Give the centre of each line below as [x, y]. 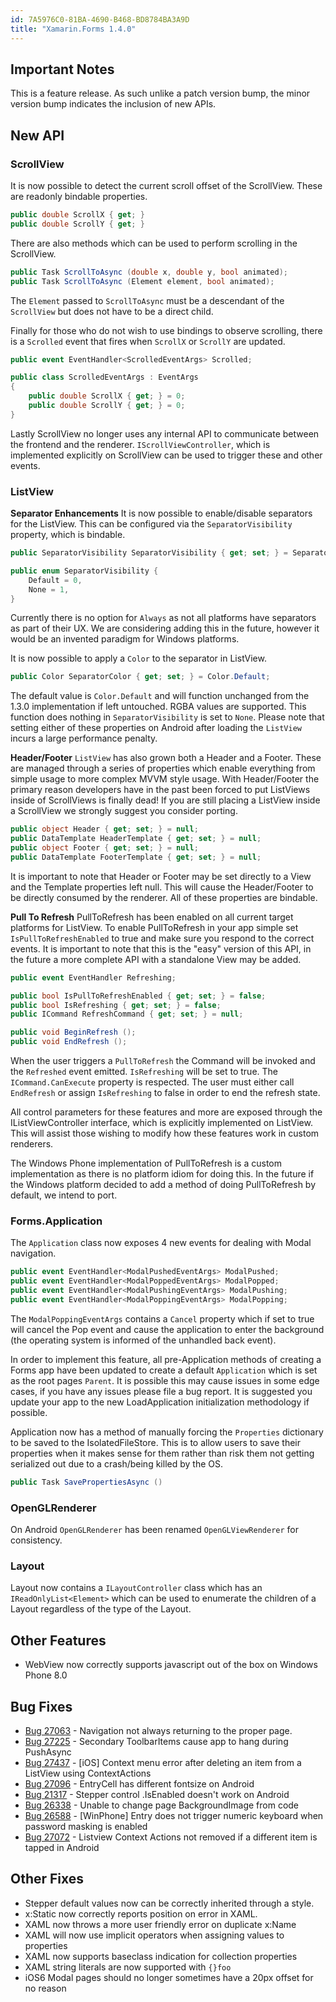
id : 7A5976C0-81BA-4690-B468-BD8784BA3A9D [100, 19]
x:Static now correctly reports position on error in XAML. [141, 1913]
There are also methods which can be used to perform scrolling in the [154, 243]
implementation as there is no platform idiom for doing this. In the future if [162, 1174]
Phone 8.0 [46, 1675]
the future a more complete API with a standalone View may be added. [156, 959]
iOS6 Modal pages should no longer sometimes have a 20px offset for [169, 1977]
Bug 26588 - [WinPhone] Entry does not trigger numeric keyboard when [174, 1815]
